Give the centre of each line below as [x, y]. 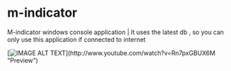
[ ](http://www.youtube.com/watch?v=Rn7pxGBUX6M [111, 53]
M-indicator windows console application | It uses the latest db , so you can [115, 32]
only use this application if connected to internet [77, 39]
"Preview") [23, 60]
